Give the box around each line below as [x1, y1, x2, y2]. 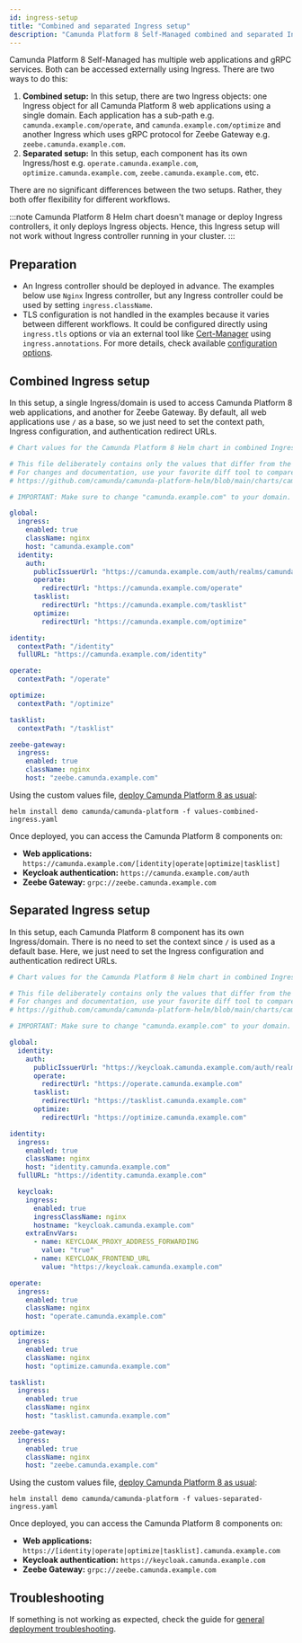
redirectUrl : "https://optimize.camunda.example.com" [41, 1113, 247, 1122]
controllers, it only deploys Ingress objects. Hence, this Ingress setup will [9, 221, 280, 232]
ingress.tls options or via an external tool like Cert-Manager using [22, 329, 271, 340]
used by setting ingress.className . [22, 300, 153, 311]
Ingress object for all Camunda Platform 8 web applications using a [22, 101, 271, 111]
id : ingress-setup [9, 13, 78, 22]
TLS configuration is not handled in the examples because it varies [22, 309, 270, 320]
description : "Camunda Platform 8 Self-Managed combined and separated [9, 30, 283, 39]
